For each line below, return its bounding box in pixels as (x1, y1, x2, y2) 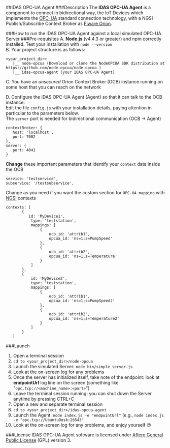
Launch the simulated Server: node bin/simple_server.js (13, 364, 133, 369)
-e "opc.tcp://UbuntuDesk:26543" (13, 417, 84, 423)
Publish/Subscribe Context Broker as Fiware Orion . (6, 20, 112, 26)
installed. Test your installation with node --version (6, 41, 113, 47)
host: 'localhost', (12, 130, 54, 135)
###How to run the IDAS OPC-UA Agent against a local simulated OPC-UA (6, 31, 161, 36)
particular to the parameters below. (6, 110, 79, 116)
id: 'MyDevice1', (28, 214, 65, 219)
